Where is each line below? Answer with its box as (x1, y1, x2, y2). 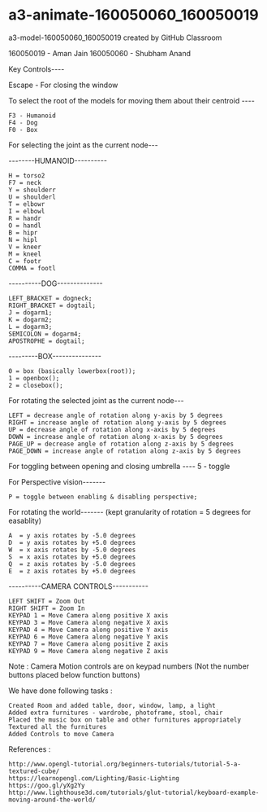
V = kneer (8, 243, 42, 251)
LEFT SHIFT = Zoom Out (8, 597, 85, 605)
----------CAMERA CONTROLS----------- (8, 581, 149, 591)
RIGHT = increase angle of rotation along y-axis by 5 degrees (8, 418, 227, 427)
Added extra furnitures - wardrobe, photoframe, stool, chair (8, 709, 223, 717)
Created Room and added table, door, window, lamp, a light (8, 701, 217, 709)
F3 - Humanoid (8, 112, 57, 120)
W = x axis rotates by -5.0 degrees (8, 546, 136, 554)
